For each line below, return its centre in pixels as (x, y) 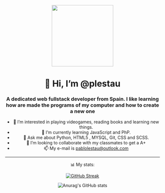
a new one (82, 111)
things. (86, 127)
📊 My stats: (82, 165)
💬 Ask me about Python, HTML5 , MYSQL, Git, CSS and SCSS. (86, 138)
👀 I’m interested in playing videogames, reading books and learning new (86, 122)
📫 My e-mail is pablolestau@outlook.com (86, 148)
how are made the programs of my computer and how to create (82, 105)
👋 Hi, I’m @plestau (82, 84)
